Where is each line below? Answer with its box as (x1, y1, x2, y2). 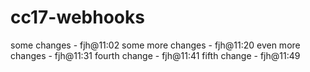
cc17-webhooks (10, 6, 145, 29)
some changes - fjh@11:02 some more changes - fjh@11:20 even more (10, 39, 301, 51)
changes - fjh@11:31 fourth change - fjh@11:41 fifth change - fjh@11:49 (10, 49, 301, 61)
